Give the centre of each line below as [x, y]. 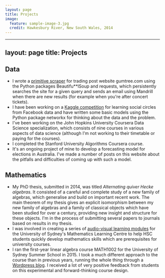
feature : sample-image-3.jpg [39, 23]
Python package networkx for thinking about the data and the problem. [84, 118]
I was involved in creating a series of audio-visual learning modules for [84, 229]
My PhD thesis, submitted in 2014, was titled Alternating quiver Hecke [83, 187]
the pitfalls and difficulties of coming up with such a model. [72, 159]
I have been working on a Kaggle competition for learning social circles [84, 107]
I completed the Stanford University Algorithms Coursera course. [78, 144]
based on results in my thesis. [42, 223]
